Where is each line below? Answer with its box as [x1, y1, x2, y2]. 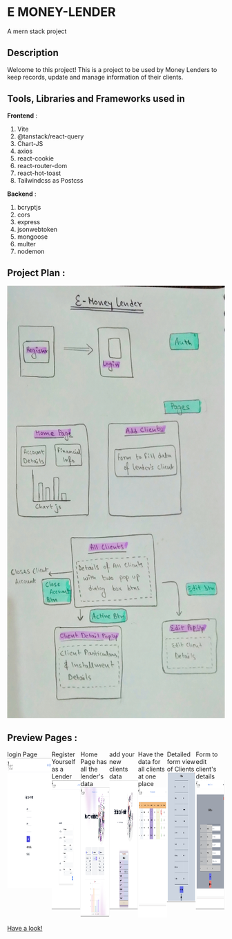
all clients [137, 765, 165, 774]
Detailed [166, 750, 191, 758]
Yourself [51, 758, 76, 766]
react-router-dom [17, 161, 68, 170]
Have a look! [7, 924, 43, 933]
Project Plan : [7, 267, 66, 279]
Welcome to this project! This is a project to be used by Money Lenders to [7, 65, 217, 73]
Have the [137, 750, 164, 758]
